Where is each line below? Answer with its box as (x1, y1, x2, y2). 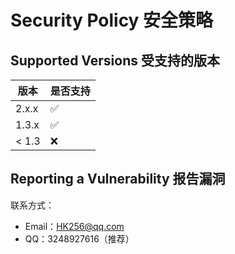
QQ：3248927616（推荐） (24, 232, 135, 245)
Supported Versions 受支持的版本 (10, 52, 220, 69)
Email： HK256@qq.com (24, 220, 125, 232)
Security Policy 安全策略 (10, 9, 214, 32)
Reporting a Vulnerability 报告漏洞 (10, 171, 226, 188)
